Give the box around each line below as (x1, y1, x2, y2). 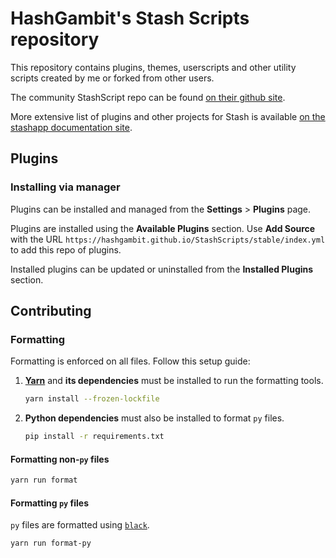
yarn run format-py (10, 538, 92, 549)
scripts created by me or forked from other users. (10, 72, 215, 84)
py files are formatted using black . (10, 519, 150, 531)
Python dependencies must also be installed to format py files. (24, 412, 285, 424)
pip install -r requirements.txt (24, 432, 165, 442)
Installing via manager (10, 180, 121, 194)
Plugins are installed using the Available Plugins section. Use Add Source (10, 222, 316, 234)
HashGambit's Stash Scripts (10, 7, 250, 30)
